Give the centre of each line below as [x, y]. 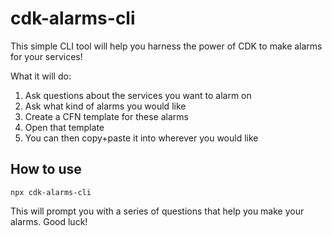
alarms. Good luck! [49, 221]
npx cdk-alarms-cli [51, 192]
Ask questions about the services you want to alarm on [138, 95]
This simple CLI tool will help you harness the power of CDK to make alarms [166, 46]
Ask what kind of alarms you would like [105, 106]
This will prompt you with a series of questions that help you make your [157, 211]
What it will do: [41, 76]
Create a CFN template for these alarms [106, 116]
